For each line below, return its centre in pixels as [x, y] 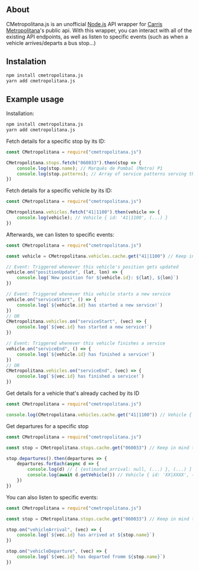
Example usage [35, 99]
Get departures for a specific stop [47, 426]
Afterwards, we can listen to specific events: [60, 234]
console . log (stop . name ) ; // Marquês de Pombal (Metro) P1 [90, 168]
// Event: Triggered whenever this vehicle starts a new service [88, 294]
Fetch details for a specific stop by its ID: [56, 141]
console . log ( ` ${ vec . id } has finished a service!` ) [81, 377]
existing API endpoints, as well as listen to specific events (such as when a [97, 36]
